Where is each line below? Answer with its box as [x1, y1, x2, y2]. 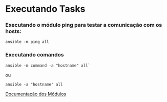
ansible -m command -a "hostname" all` [5, 63, 91, 68]
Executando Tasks [5, 3, 86, 15]
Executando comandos [5, 51, 64, 58]
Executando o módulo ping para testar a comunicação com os [5, 22, 162, 29]
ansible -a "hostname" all [5, 81, 63, 87]
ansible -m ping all [5, 39, 50, 45]
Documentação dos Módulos [5, 91, 67, 97]
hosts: [5, 28, 22, 35]
